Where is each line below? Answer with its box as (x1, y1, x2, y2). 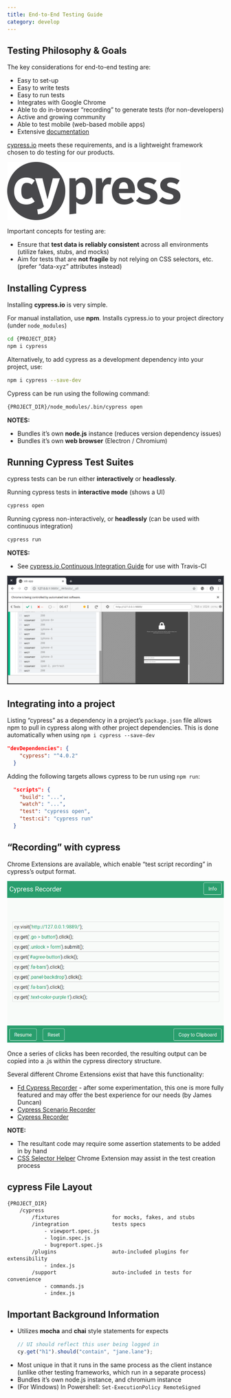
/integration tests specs (32, 1221, 146, 1228)
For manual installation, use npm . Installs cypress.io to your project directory (7, 314, 224, 322)
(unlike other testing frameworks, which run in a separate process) (16, 1368, 206, 1376)
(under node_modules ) (7, 321, 67, 330)
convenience (7, 1276, 41, 1283)
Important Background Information (7, 1308, 159, 1320)
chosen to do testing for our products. (7, 148, 115, 156)
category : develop (7, 18, 60, 25)
